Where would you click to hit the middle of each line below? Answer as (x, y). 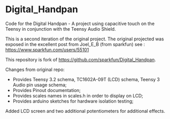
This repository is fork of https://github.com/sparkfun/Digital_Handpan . (81, 59)
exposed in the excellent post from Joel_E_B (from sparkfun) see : (75, 44)
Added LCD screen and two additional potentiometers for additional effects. (85, 111)
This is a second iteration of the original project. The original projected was (85, 39)
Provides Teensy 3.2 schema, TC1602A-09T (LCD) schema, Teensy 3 (86, 79)
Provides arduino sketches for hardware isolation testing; (73, 101)
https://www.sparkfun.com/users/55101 (47, 50)
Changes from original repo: (35, 69)
